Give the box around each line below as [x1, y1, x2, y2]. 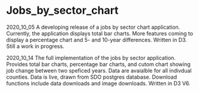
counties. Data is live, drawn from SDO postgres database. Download [6, 73, 177, 80]
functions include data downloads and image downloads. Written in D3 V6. [6, 79, 191, 87]
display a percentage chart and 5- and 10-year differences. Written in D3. [6, 36, 188, 43]
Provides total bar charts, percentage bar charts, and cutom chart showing [6, 61, 191, 68]
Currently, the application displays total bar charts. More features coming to [6, 29, 194, 37]
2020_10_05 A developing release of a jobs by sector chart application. [6, 23, 180, 31]
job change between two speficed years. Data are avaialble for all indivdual [6, 67, 192, 74]
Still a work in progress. [6, 43, 65, 50]
